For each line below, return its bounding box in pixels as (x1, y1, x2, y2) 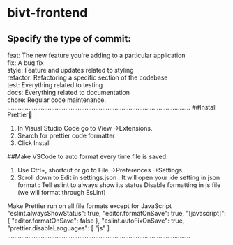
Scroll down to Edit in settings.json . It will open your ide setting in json (17, 173, 220, 181)
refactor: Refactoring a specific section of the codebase (7, 73, 168, 82)
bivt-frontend (7, 5, 88, 21)
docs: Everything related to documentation (7, 89, 130, 96)
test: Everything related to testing (7, 81, 103, 89)
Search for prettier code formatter (17, 131, 115, 140)
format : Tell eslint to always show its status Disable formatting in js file (17, 181, 221, 189)
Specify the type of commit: (7, 33, 131, 45)
